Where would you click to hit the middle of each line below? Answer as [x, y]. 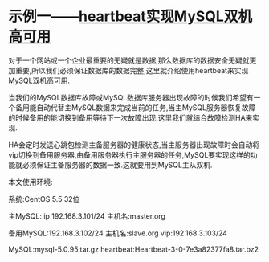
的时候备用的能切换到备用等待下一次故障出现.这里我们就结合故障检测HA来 [130, 117]
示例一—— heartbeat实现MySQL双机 [130, 16]
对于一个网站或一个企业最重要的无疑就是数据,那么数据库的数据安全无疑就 [129, 60]
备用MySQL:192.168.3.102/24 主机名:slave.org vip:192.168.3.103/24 [118, 233]
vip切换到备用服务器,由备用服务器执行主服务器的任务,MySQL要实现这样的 [130, 154]
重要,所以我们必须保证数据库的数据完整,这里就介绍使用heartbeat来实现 [132, 70]
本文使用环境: [31, 182]
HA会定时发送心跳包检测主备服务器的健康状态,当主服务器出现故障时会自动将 [134, 145]
